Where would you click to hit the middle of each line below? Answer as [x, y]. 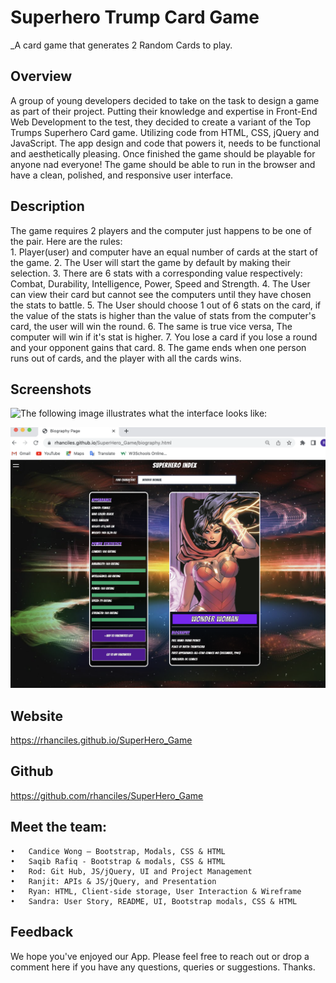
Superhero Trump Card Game [135, 17]
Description [47, 206]
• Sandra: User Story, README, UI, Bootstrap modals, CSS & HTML [154, 901]
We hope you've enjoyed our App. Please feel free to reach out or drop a [160, 956]
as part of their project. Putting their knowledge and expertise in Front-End [164, 111]
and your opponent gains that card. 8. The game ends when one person [158, 347]
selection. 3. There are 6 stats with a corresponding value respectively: [156, 273]
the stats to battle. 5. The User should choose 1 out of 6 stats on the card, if [166, 305]
